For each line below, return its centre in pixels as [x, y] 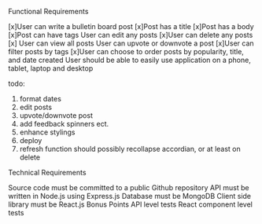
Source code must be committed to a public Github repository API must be [129, 187]
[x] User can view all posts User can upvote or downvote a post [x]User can [131, 43]
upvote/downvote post [56, 116]
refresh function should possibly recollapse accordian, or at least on [130, 149]
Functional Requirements [48, 11]
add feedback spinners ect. [64, 124]
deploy [31, 140]
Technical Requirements [47, 173]
